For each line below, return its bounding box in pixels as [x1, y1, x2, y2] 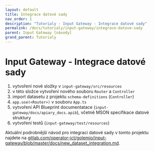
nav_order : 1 [5, 16, 32, 21]
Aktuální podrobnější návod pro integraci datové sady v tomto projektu [5, 129, 149, 135]
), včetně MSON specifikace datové [76, 109, 150, 115]
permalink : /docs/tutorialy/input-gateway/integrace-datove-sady [5, 26, 143, 31]
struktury [12, 114, 31, 120]
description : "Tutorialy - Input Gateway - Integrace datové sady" [5, 21, 148, 26]
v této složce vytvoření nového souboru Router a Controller [12, 88, 135, 94]
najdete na [5, 135, 27, 141]
